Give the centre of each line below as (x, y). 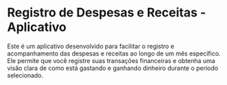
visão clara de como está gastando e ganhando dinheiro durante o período (112, 68)
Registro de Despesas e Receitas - (107, 13)
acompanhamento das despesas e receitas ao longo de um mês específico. (114, 53)
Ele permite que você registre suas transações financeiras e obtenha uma (111, 60)
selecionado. (25, 75)
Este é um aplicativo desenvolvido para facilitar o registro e (91, 46)
